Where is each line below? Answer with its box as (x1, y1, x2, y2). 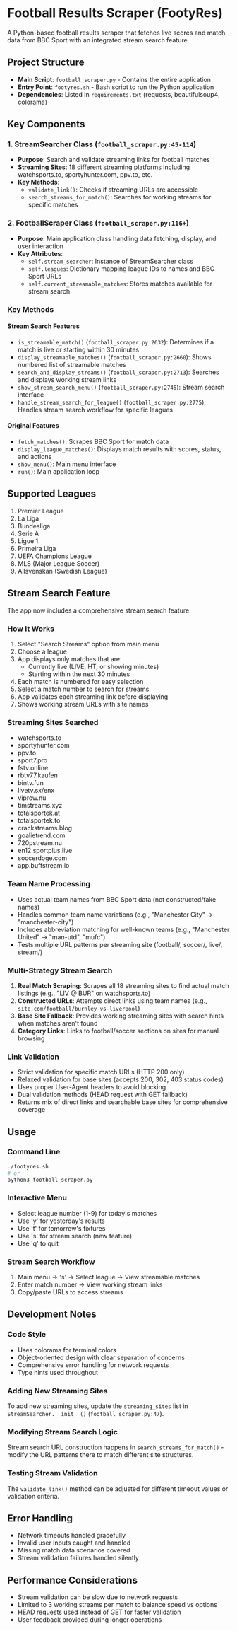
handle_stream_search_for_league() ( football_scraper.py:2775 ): (17, 397, 207, 406)
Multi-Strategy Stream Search (7, 965, 113, 975)
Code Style (7, 1330, 47, 1340)
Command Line (7, 1147, 61, 1157)
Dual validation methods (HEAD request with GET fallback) (17, 1091, 188, 1099)
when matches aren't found (17, 1018, 98, 1027)
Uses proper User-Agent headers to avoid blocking (17, 1083, 166, 1091)
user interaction (17, 242, 63, 250)
